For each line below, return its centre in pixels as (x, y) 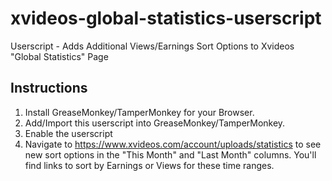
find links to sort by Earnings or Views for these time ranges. (149, 165)
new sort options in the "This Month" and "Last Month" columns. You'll (170, 154)
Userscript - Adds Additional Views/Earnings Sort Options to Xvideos (152, 46)
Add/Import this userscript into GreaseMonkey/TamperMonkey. (155, 123)
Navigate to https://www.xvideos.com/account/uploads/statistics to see (173, 144)
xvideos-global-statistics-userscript (166, 18)
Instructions (49, 88)
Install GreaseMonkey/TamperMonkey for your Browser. (139, 112)
